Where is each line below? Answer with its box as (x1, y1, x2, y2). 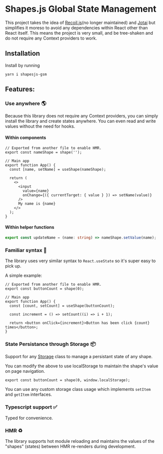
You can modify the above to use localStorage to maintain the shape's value (5, 363, 159, 369)
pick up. (5, 263, 22, 269)
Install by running (5, 62, 40, 68)
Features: (5, 85, 35, 93)
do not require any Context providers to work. (5, 35, 97, 41)
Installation (5, 49, 40, 58)
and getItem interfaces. (5, 391, 52, 397)
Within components (5, 135, 47, 140)
